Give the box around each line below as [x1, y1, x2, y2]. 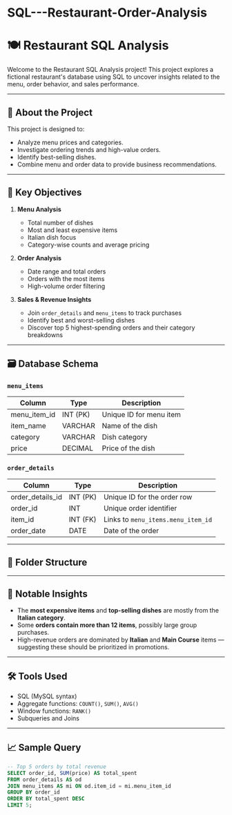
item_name [10, 421, 46, 431]
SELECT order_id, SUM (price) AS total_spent [7, 769, 137, 776]
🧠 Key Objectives [7, 186, 82, 198]
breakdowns [27, 330, 64, 339]
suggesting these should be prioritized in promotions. [17, 643, 170, 651]
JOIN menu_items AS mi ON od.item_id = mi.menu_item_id [7, 783, 171, 789]
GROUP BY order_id [7, 789, 60, 796]
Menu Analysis [17, 205, 62, 213]
